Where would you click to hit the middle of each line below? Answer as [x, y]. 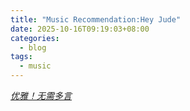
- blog [33, 47]
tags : [21, 57]
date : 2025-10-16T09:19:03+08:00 [80, 29]
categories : [35, 38]
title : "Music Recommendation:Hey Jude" [96, 19]
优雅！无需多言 [41, 95]
